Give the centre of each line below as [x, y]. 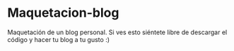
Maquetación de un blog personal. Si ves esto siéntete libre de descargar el [117, 32]
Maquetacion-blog [63, 13]
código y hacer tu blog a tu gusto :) [59, 39]
